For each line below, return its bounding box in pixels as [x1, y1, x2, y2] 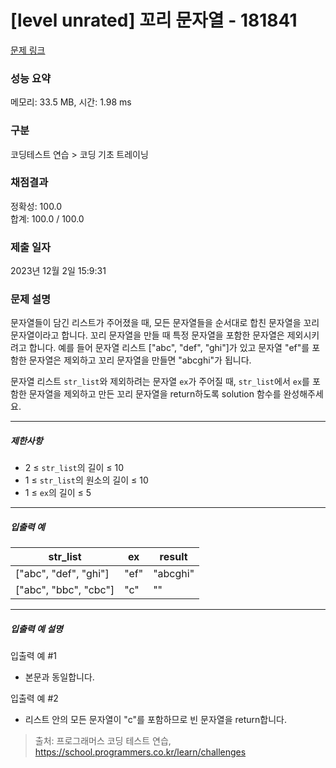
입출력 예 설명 [10, 622, 63, 635]
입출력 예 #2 [10, 692, 59, 705]
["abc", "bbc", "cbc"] [15, 583, 115, 597]
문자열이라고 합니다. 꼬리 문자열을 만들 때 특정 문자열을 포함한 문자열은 [10, 329, 285, 341]
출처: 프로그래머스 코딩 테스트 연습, [34, 735, 172, 747]
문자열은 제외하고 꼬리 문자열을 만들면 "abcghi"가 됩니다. [28, 354, 252, 366]
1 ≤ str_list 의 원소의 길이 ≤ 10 [24, 474, 149, 486]
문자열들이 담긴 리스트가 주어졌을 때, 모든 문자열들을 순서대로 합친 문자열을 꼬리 [10, 317, 320, 329]
